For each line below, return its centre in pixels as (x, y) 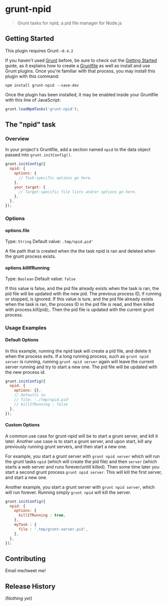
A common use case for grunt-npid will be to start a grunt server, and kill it (82, 436)
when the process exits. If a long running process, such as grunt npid (77, 356)
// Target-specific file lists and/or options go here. (78, 192)
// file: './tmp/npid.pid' (42, 400)
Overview (17, 139)
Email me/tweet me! (26, 571)
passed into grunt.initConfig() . (39, 155)
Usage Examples (26, 328)
